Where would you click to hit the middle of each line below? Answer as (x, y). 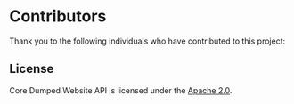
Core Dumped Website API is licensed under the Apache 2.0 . (121, 90)
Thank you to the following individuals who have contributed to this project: (147, 41)
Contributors (58, 16)
